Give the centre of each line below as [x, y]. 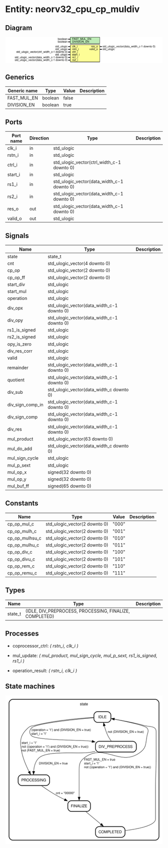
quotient [16, 380]
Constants [22, 503]
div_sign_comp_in [25, 404]
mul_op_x [17, 472]
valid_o [14, 218]
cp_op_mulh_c [22, 531]
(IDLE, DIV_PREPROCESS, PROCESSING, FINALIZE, [77, 611]
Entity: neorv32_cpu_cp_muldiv [72, 9]
